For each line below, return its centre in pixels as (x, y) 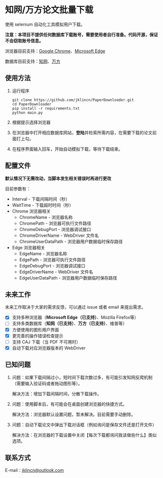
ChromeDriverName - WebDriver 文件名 (59, 235)
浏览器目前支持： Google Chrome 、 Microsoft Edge (55, 51)
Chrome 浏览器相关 (31, 211)
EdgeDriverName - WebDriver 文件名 (56, 272)
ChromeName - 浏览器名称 (46, 217)
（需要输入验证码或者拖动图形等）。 (47, 383)
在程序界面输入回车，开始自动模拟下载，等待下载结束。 (67, 149)
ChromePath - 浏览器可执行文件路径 (55, 223)
